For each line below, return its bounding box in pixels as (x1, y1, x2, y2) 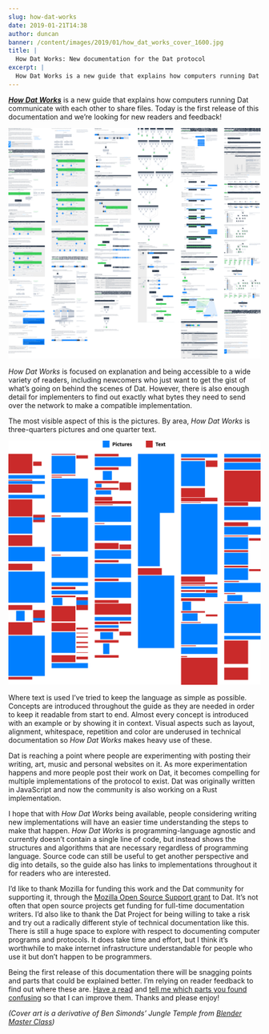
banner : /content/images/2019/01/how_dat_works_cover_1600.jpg (8, 38, 224, 46)
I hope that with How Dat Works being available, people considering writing (8, 809, 258, 819)
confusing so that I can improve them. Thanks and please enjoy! (8, 993, 220, 1003)
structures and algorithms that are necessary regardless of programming (8, 843, 249, 852)
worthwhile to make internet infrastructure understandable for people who (8, 944, 254, 953)
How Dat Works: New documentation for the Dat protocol (15, 55, 206, 63)
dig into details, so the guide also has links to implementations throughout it (8, 860, 258, 870)
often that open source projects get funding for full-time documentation (8, 901, 245, 911)
